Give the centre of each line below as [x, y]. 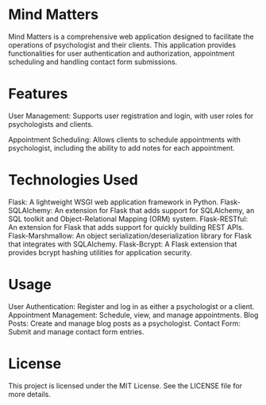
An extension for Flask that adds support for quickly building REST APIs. [126, 227]
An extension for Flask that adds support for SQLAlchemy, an [154, 210]
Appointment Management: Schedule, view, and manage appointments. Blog [133, 315]
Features [38, 94]
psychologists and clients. [51, 124]
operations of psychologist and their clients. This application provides [122, 44]
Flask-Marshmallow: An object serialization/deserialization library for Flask [130, 235]
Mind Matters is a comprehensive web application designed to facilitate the [131, 36]
